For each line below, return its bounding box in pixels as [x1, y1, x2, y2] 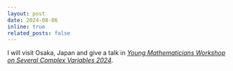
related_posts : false [7, 29, 71, 37]
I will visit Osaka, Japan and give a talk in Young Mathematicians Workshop [7, 49, 226, 57]
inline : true [7, 23, 46, 30]
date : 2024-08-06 [7, 17, 58, 24]
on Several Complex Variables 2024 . [7, 56, 114, 65]
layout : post [7, 10, 46, 17]
